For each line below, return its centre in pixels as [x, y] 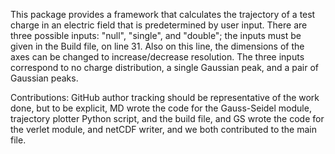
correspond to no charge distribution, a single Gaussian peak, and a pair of [164, 67]
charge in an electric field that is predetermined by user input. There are [159, 25]
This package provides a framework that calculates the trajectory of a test [163, 14]
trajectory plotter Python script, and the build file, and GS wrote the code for [167, 118]
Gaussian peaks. [44, 78]
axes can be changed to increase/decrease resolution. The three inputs [157, 57]
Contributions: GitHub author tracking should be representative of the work [165, 97]
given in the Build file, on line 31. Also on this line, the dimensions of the [157, 46]
